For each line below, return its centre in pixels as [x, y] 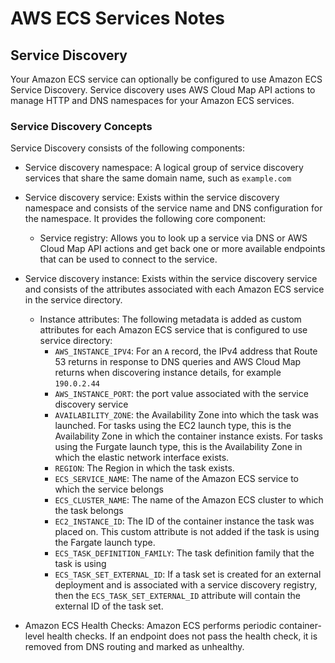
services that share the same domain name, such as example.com [158, 178]
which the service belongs [109, 489]
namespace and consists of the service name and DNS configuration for [173, 208]
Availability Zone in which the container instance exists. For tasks [188, 436]
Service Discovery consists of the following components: [128, 148]
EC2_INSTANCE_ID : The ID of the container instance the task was [184, 521]
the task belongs [89, 511]
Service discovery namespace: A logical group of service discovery [164, 168]
